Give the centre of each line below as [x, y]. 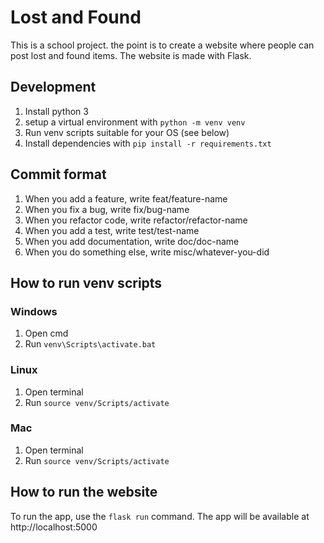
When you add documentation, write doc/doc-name [132, 241]
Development [53, 87]
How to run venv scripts [86, 282]
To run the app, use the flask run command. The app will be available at [160, 516]
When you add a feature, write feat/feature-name [126, 198]
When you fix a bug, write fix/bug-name [107, 209]
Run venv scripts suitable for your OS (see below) [127, 132]
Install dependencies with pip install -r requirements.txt [148, 143]
